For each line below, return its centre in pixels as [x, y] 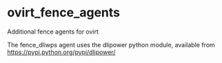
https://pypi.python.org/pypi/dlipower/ [61, 52]
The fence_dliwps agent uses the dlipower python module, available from [111, 45]
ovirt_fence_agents [64, 13]
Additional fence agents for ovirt [53, 32]
